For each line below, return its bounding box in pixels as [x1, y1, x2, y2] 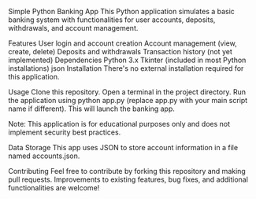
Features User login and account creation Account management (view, [8, 39, 238, 48]
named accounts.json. [8, 151, 80, 160]
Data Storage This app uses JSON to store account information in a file [8, 143, 239, 152]
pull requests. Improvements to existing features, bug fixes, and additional [8, 175, 248, 184]
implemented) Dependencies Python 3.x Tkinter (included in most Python [8, 55, 247, 64]
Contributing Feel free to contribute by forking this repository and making [8, 167, 246, 175]
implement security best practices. [8, 127, 121, 137]
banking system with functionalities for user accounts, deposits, [8, 15, 216, 24]
